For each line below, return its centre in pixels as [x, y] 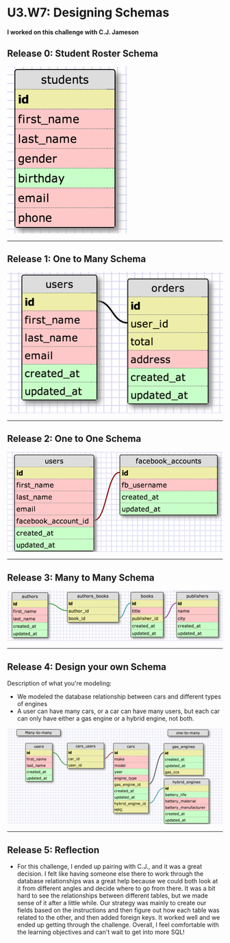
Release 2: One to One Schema [74, 439]
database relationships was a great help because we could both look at [117, 881]
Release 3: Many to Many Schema [81, 578]
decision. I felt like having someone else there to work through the [110, 874]
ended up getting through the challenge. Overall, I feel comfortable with [118, 925]
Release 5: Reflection [53, 850]
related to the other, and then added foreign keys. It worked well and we [118, 918]
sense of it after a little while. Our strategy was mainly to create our [112, 903]
